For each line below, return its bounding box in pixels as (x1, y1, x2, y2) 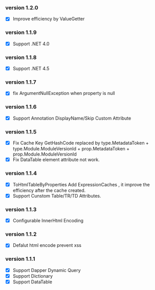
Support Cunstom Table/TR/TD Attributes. (12, 192, 101, 199)
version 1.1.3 (5, 206, 37, 213)
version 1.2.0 (5, 4, 38, 11)
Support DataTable (12, 279, 53, 285)
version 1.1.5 (5, 128, 37, 135)
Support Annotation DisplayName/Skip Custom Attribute (12, 115, 131, 121)
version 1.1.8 (5, 53, 37, 61)
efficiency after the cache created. (12, 187, 86, 194)
